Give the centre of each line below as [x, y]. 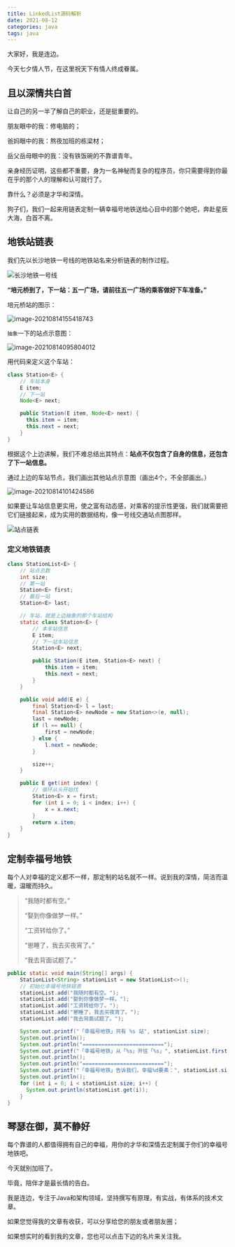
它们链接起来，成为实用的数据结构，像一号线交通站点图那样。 [96, 514]
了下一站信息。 [29, 462]
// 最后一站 [35, 597]
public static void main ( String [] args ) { [70, 973]
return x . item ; [55, 822]
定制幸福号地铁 [40, 858]
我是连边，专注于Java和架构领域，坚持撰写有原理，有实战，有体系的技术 [112, 1198]
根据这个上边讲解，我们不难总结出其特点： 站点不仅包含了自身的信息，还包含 [117, 454]
